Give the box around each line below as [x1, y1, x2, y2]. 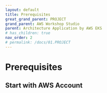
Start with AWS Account [5, 81, 83, 90]
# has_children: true [5, 30, 51, 35]
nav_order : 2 [5, 35, 33, 40]
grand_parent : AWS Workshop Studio [5, 21, 80, 26]
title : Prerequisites [5, 12, 51, 17]
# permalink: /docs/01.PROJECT [5, 40, 71, 45]
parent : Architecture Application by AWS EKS [5, 26, 102, 31]
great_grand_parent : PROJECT [5, 16, 66, 21]
